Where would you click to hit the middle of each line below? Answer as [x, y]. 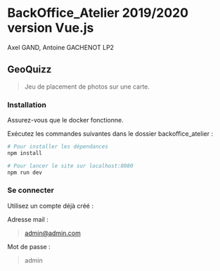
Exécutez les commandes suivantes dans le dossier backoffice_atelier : [110, 134]
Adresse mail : [28, 219]
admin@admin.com [52, 233]
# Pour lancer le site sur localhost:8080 [70, 166]
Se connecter [31, 190]
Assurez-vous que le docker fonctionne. [66, 120]
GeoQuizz [30, 69]
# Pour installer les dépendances [58, 147]
